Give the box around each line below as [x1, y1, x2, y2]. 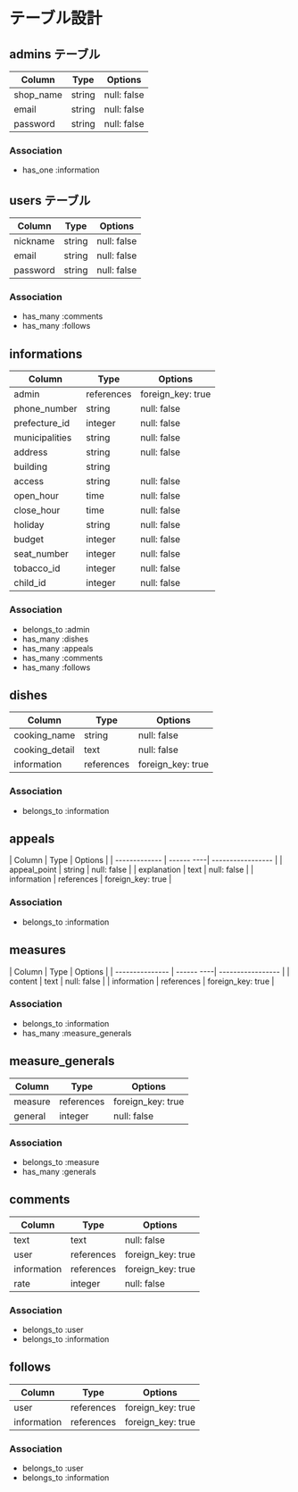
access [13, 475, 45, 488]
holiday [13, 519, 45, 532]
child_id [13, 577, 46, 590]
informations [9, 346, 83, 362]
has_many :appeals [21, 642, 94, 653]
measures [9, 943, 67, 958]
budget [13, 533, 45, 546]
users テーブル [9, 193, 91, 208]
